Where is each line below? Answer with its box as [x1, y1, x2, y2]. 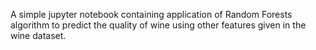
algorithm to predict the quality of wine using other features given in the [10, 19, 307, 31]
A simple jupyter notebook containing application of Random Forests [10, 9, 293, 20]
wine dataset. [10, 30, 67, 41]
